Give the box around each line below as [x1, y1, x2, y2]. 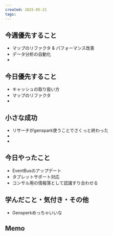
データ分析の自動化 [12, 51, 51, 57]
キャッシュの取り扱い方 [12, 87, 60, 92]
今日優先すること [5, 72, 57, 81]
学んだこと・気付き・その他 [5, 196, 89, 204]
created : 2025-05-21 [5, 7, 47, 12]
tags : [5, 12, 16, 17]
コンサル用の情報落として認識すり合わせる [12, 180, 98, 186]
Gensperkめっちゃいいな [12, 209, 62, 215]
